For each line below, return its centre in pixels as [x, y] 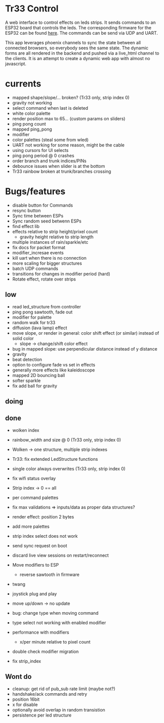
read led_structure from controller [47, 306]
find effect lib [26, 226]
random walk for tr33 [34, 322]
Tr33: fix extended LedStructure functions [55, 459]
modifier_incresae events [38, 253]
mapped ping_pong [32, 129]
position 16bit [26, 699]
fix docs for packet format [39, 247]
